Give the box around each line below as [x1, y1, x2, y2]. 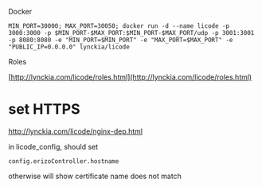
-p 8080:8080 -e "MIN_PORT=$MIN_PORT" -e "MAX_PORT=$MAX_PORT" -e [8, 36, 233, 44]
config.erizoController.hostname [8, 157, 119, 166]
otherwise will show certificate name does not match [8, 171, 182, 181]
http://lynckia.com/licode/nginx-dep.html [8, 127, 143, 136]
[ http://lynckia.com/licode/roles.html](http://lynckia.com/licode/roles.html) [8, 72, 252, 82]
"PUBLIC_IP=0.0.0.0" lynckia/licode [8, 43, 130, 51]
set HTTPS [8, 100, 81, 119]
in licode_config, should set [8, 142, 99, 151]
